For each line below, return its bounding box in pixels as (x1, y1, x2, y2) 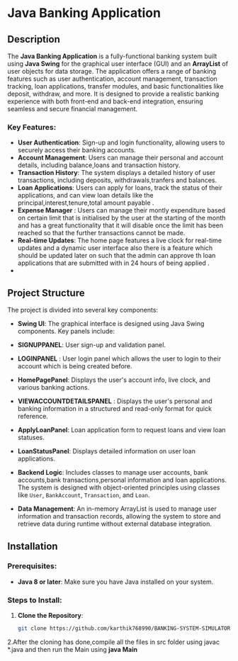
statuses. (17, 434, 45, 442)
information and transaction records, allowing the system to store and (17, 512, 221, 521)
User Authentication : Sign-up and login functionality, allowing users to (17, 138, 225, 147)
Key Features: (7, 122, 57, 132)
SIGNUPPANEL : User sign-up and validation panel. (17, 341, 166, 349)
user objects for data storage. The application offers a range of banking (7, 67, 217, 75)
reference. (17, 412, 48, 421)
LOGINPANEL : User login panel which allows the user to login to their (17, 354, 222, 363)
